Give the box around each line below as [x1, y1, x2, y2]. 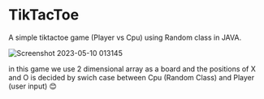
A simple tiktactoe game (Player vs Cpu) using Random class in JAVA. [8, 32, 242, 42]
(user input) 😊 [8, 81, 57, 91]
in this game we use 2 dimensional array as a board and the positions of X [8, 63, 256, 74]
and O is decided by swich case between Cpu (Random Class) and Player [8, 72, 254, 82]
